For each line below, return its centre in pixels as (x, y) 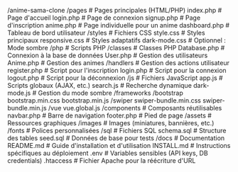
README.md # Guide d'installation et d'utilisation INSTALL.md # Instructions (119, 145)
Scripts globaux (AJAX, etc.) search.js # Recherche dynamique (99, 85)
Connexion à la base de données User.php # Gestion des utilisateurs (108, 55)
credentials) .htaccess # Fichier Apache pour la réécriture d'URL (102, 161)
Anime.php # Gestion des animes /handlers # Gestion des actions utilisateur (118, 63)
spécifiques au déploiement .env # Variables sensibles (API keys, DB (108, 153)
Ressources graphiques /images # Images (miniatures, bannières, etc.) (111, 123)
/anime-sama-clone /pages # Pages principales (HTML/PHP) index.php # (115, 10)
